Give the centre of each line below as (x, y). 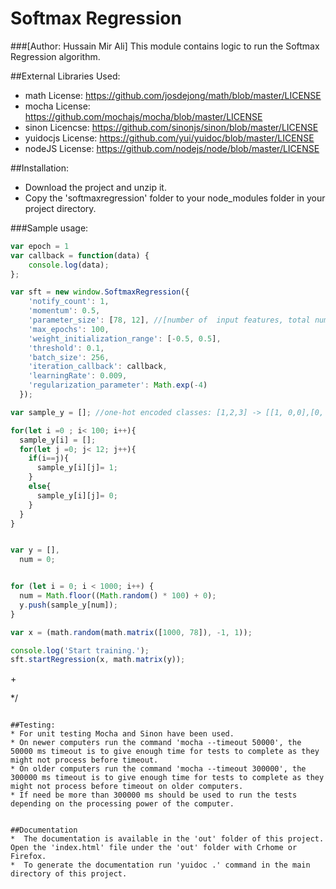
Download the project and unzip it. (95, 187)
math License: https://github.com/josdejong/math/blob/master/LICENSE (173, 95)
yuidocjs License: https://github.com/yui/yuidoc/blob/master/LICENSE (169, 138)
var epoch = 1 (40, 246)
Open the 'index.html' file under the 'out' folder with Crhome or (154, 848)
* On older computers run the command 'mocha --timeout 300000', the (158, 769)
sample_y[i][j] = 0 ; (77, 495)
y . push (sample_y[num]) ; (68, 605)
